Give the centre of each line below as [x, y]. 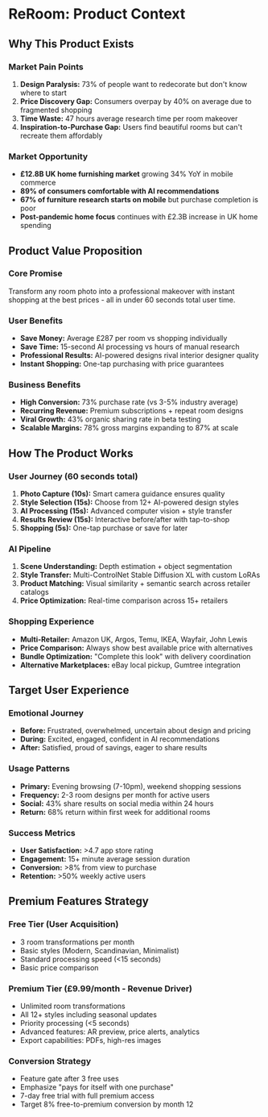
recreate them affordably [61, 135]
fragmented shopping [56, 110]
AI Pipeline [30, 549]
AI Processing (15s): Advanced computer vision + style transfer [126, 511]
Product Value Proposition [76, 251]
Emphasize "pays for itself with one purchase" [97, 1087]
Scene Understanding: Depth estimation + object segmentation [126, 567]
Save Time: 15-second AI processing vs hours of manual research [130, 347]
